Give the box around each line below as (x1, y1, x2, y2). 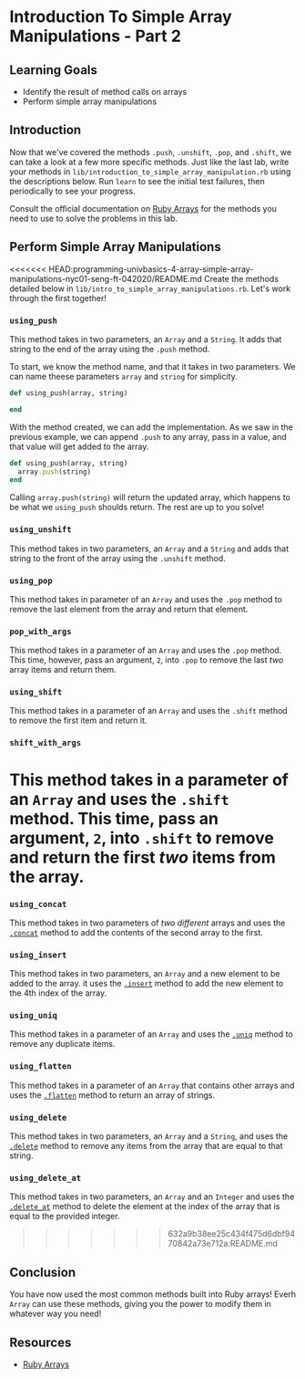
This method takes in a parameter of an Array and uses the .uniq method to (9, 1029, 293, 1039)
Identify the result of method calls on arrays (22, 87, 188, 97)
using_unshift (9, 525, 72, 535)
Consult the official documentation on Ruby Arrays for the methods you (9, 203, 278, 214)
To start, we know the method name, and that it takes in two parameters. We (9, 360, 296, 371)
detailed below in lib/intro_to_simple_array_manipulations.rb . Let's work (9, 283, 291, 294)
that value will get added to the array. (9, 441, 149, 452)
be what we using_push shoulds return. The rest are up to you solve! (9, 502, 265, 513)
